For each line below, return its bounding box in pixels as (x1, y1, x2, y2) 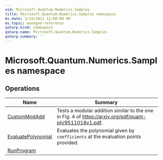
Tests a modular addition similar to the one (56, 107, 154, 114)
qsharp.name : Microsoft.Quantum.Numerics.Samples (5, 30, 108, 34)
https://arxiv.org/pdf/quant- (82, 113, 147, 120)
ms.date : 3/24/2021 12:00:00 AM (5, 16, 70, 21)
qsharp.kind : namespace (5, 25, 53, 30)
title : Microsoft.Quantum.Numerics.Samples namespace (5, 12, 116, 16)
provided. (56, 139, 79, 146)
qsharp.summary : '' (5, 34, 45, 39)
